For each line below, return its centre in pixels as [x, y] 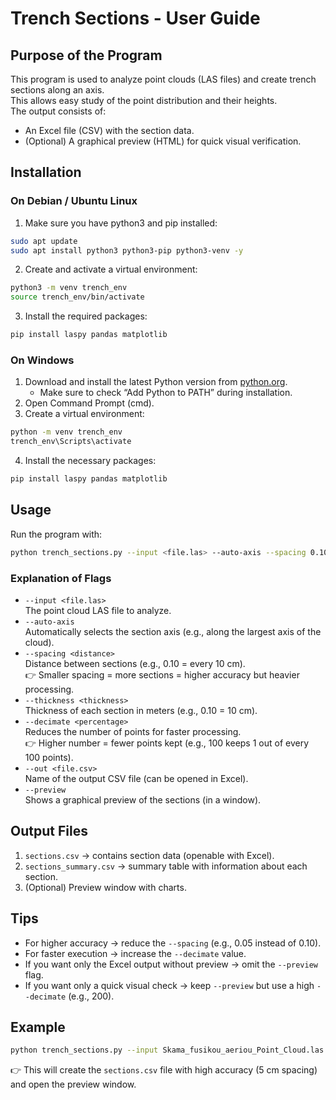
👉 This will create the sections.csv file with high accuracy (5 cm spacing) [164, 1070]
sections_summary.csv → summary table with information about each [166, 866]
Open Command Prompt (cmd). [89, 403]
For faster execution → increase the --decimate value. [135, 953]
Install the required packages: [86, 316]
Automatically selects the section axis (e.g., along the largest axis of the [173, 631]
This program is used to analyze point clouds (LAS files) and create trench [163, 79]
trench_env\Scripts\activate [71, 442]
